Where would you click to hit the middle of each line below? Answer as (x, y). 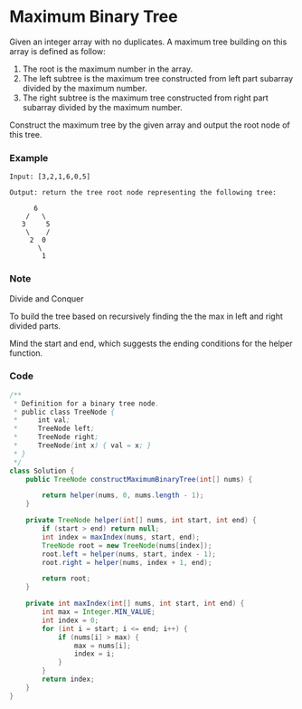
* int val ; (42, 420)
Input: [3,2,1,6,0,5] (50, 177)
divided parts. (35, 326)
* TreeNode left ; (54, 429)
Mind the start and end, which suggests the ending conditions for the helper (151, 343)
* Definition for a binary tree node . (86, 403)
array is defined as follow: (57, 51)
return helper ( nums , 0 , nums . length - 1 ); (123, 495)
